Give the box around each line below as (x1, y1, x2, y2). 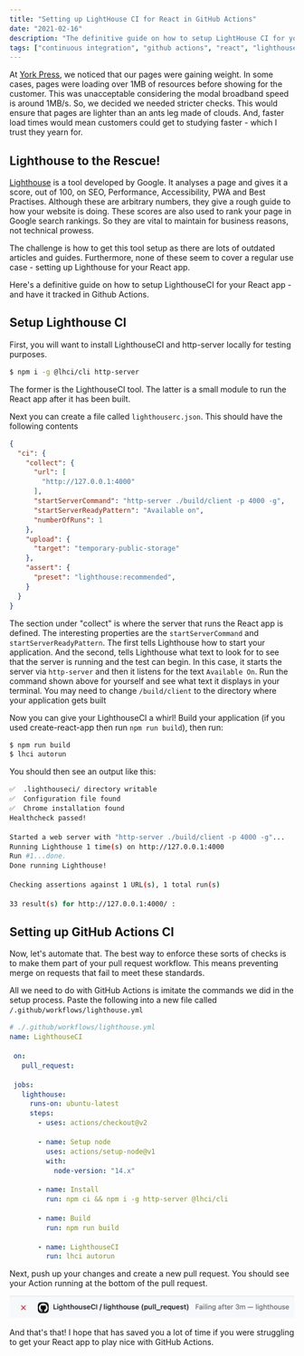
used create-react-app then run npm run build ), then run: (9, 722, 223, 733)
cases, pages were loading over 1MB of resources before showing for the (9, 79, 283, 90)
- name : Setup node (37, 1137, 111, 1146)
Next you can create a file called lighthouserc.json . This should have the (9, 411, 283, 422)
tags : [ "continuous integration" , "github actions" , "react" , (9, 43, 249, 52)
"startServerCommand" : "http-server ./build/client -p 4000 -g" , (33, 497, 285, 506)
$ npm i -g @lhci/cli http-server (9, 367, 140, 376)
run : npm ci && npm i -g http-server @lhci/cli (45, 1195, 229, 1204)
